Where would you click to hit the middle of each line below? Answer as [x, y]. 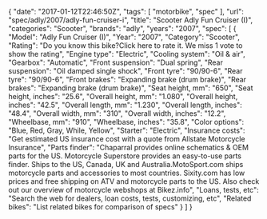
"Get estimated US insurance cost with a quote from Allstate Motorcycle [127, 139]
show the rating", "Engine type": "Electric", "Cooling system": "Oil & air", [127, 54]
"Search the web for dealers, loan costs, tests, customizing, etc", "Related [130, 198]
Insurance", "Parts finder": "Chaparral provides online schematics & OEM [129, 147]
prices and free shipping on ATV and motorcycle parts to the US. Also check [134, 181]
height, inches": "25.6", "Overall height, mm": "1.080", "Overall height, [123, 96]
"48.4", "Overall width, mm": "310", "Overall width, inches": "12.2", [117, 113]
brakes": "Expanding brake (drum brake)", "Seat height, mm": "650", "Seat [131, 88]
